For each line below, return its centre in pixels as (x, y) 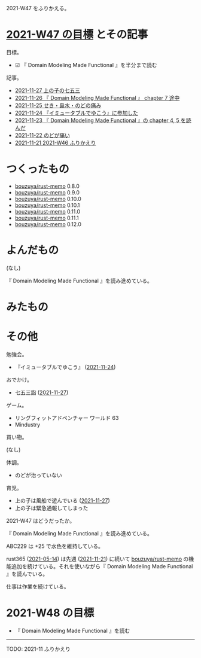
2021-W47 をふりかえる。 (38, 8)
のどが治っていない (39, 475)
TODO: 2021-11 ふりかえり (38, 649)
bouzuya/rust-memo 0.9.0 (47, 192)
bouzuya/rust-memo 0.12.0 (48, 224)
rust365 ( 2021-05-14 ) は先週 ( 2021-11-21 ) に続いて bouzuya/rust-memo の (98, 559)
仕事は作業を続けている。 (38, 586)
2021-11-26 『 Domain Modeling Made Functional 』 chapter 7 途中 (97, 98)
